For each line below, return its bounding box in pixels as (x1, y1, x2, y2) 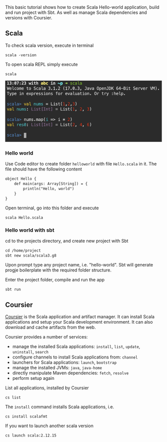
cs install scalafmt (5, 414, 48, 419)
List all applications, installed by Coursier (5, 385, 89, 391)
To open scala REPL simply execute (5, 61, 78, 67)
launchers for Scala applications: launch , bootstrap (12, 359, 117, 365)
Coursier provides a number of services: (5, 334, 88, 340)
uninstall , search (12, 349, 49, 355)
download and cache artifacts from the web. (5, 324, 96, 330)
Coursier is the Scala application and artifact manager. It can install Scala (5, 314, 155, 320)
